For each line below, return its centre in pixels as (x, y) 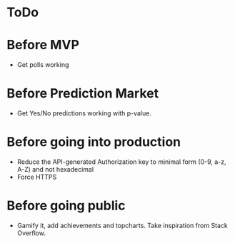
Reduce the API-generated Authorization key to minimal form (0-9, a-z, (121, 162)
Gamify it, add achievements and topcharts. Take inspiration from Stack (122, 225)
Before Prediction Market (83, 94)
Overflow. (31, 233)
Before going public (66, 206)
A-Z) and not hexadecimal (55, 169)
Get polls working (43, 65)
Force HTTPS (37, 177)
